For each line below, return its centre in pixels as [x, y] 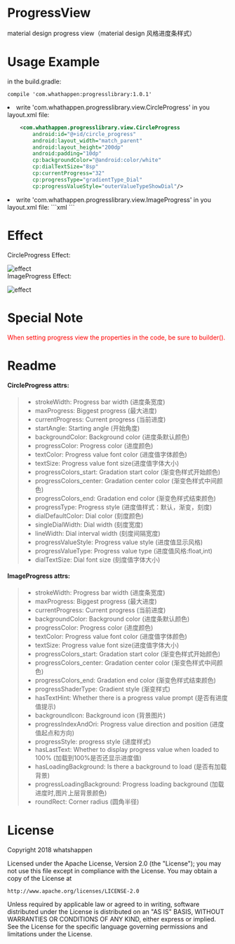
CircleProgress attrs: [38, 385]
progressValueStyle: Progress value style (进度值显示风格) [119, 542]
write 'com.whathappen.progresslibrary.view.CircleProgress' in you [113, 107]
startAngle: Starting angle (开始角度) [87, 428]
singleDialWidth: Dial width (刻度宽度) [89, 525]
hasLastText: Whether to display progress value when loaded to [127, 750]
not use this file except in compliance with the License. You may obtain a [112, 871]
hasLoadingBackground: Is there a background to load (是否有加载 [130, 767]
